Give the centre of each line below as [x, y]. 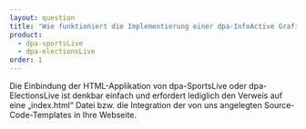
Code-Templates [41, 115]
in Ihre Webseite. [105, 115]
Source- [279, 105]
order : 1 [26, 60]
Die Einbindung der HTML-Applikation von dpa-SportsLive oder [128, 86]
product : [26, 35]
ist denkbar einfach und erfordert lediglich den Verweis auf [172, 95]
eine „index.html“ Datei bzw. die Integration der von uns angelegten [136, 105]
